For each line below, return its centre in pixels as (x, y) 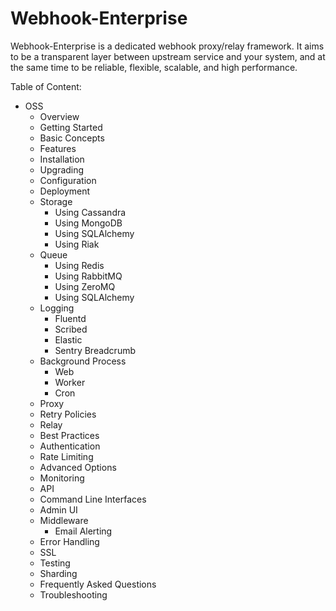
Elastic (68, 339)
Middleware (64, 520)
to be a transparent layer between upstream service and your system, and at (168, 56)
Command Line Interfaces (93, 499)
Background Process (83, 361)
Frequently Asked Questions (98, 584)
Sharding (58, 573)
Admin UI (58, 509)
